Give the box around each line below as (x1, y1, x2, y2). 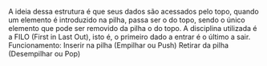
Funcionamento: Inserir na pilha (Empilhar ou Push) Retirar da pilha (8, 41, 229, 50)
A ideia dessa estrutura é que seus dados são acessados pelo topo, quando (8, 7, 259, 16)
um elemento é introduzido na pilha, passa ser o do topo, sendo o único (8, 15, 246, 25)
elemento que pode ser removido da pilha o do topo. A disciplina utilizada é (8, 24, 258, 33)
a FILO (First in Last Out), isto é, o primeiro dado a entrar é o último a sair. (8, 32, 251, 41)
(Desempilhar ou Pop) (8, 49, 81, 58)
